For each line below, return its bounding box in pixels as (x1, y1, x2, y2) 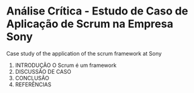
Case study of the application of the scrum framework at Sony (6, 50, 162, 57)
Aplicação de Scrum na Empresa (6, 17, 174, 31)
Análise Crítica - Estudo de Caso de (6, 4, 189, 18)
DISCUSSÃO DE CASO (15, 68, 72, 75)
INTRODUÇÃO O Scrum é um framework (15, 62, 117, 69)
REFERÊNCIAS (15, 80, 52, 88)
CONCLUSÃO (15, 74, 50, 82)
